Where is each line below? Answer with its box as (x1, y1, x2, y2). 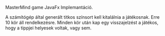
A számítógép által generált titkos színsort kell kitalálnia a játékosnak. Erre (5, 14, 160, 20)
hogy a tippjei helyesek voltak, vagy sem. (5, 25, 92, 31)
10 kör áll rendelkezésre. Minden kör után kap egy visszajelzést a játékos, (5, 20, 159, 25)
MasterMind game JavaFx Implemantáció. (5, 5, 93, 10)
